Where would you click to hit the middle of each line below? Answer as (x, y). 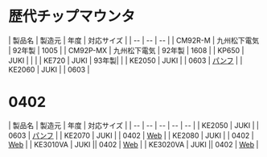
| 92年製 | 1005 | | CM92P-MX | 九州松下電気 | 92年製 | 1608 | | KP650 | (126, 50)
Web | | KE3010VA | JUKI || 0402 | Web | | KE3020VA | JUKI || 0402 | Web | (133, 144)
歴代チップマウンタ (72, 17)
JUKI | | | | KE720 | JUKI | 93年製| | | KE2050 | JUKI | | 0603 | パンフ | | (125, 60)
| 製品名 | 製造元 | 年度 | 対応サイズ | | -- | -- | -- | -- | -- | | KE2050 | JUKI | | (134, 125)
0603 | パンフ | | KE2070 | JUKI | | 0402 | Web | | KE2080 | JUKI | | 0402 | (131, 135)
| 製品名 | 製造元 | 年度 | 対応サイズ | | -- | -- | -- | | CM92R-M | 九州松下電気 (134, 40)
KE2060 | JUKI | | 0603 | (49, 69)
